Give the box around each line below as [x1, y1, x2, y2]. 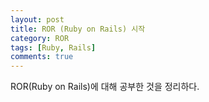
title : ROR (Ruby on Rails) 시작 [10, 24, 146, 34]
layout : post [10, 14, 65, 25]
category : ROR [10, 33, 70, 43]
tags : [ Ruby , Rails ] [10, 42, 97, 53]
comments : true [10, 52, 74, 62]
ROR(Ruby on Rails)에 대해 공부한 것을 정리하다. [10, 81, 200, 93]
